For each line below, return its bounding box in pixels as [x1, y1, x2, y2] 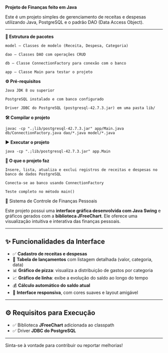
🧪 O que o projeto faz [5, 157, 49, 163]
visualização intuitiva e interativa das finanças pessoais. [5, 218, 121, 224]
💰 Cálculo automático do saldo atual [12, 282, 90, 288]
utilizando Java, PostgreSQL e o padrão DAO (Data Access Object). [5, 19, 144, 25]
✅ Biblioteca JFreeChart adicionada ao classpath [12, 322, 114, 328]
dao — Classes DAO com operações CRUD [5, 52, 86, 57]
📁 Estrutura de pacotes [5, 33, 54, 39]
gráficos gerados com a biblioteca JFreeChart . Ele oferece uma [5, 213, 137, 219]
